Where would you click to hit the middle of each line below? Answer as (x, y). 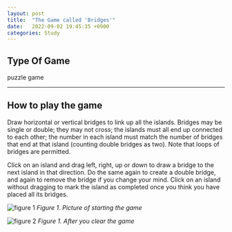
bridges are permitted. (39, 151)
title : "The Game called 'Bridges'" (61, 20)
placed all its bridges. (38, 194)
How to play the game (55, 105)
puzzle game (26, 77)
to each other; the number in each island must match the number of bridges (115, 137)
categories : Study (33, 33)
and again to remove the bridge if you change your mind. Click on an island (114, 180)
